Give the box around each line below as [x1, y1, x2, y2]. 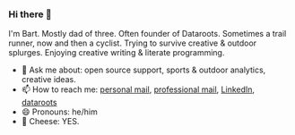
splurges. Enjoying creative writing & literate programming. [8, 47, 225, 58]
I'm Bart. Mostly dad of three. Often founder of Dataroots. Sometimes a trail [8, 29, 287, 39]
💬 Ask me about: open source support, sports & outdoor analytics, [21, 64, 266, 75]
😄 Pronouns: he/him [21, 106, 98, 117]
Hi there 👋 [8, 8, 53, 21]
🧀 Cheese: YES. [21, 116, 80, 127]
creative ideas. [21, 74, 77, 85]
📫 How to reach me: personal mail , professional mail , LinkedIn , [21, 84, 256, 95]
